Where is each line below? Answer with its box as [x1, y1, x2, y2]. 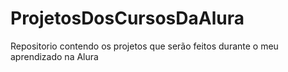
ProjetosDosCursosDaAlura [10, 7, 245, 30]
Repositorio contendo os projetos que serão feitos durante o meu [10, 40, 279, 52]
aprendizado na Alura [10, 50, 99, 62]
